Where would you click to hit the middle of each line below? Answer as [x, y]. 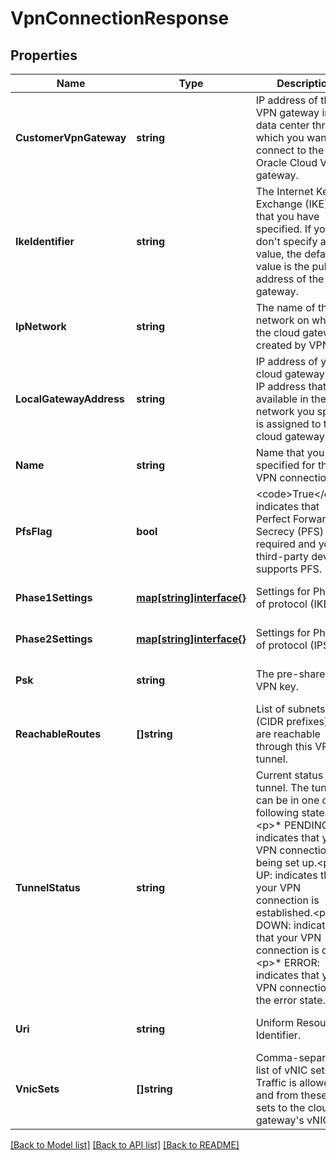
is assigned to [288, 424]
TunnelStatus [48, 887]
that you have [287, 216]
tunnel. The [282, 787]
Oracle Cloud [286, 162]
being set [277, 862]
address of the [290, 279]
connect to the [290, 150]
